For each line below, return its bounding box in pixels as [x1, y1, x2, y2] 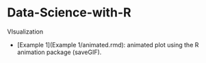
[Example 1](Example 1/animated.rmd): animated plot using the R [16, 40, 199, 49]
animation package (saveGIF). [16, 48, 102, 56]
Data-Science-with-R [7, 5, 131, 21]
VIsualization [7, 27, 43, 36]
